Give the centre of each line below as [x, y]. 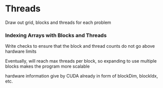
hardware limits [21, 51]
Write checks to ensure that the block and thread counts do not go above [80, 46]
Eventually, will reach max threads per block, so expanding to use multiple [81, 61]
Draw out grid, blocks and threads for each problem [58, 22]
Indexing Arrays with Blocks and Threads [56, 35]
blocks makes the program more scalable [47, 66]
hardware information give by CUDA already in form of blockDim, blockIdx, [81, 76]
